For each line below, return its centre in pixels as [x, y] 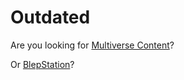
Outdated [50, 17]
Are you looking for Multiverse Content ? [92, 45]
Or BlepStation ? [42, 64]
